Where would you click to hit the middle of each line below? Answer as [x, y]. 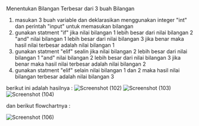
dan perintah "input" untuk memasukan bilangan [74, 26]
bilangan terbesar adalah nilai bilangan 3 [64, 77]
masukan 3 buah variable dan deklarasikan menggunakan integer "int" [101, 20]
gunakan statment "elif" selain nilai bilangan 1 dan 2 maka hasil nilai [97, 70]
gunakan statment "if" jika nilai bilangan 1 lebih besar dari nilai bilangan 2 [104, 33]
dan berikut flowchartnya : [38, 106]
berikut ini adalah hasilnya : [40, 88]
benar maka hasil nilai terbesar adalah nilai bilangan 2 [80, 64]
